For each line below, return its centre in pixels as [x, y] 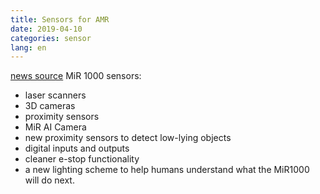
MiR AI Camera [55, 127]
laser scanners [55, 95]
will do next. [49, 180]
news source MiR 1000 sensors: [76, 76]
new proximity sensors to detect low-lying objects [128, 138]
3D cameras [50, 106]
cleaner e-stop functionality [82, 159]
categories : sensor [51, 38]
